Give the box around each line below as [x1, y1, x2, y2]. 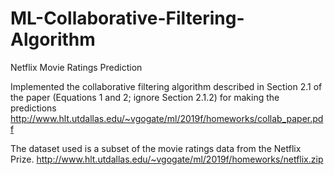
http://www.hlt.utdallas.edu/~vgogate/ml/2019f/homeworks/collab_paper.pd [10, 112, 324, 124]
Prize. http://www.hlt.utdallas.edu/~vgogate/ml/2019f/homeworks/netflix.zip [10, 153, 324, 165]
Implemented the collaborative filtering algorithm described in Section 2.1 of [10, 80, 323, 92]
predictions [10, 102, 57, 114]
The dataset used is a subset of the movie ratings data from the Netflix [10, 142, 302, 154]
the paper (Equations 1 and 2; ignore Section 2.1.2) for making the [10, 91, 280, 103]
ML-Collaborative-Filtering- [10, 7, 245, 30]
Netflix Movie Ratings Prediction [10, 61, 143, 73]
